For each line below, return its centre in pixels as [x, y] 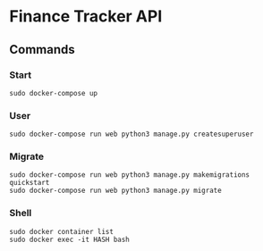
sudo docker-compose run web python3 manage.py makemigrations [130, 175]
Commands [42, 50]
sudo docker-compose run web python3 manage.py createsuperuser [131, 134]
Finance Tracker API [86, 17]
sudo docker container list [62, 231]
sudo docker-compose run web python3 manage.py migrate [115, 191]
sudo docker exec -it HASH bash [69, 239]
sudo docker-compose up [54, 93]
